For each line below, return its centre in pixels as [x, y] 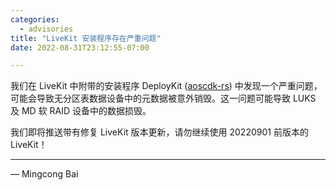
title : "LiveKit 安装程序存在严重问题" [86, 38]
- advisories [46, 29]
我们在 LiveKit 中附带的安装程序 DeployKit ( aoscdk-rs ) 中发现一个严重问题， [166, 86]
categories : [35, 19]
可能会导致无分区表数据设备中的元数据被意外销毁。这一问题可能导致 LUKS [163, 98]
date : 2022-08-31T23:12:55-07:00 [80, 47]
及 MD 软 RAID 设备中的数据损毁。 [81, 111]
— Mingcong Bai [44, 174]
